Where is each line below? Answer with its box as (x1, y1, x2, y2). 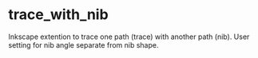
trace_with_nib (8, 6, 109, 24)
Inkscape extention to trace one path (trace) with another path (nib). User (8, 32, 250, 41)
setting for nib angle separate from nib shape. (8, 40, 159, 49)
